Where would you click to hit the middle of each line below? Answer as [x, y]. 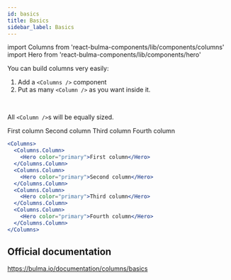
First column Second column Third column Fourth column [91, 131]
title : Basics [28, 21]
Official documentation [60, 252]
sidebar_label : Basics [41, 27]
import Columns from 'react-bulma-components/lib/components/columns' [116, 47]
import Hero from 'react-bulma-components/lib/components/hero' [105, 55]
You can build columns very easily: [58, 69]
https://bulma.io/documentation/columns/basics [78, 269]
